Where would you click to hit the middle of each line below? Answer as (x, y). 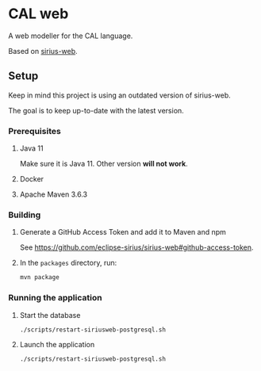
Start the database (50, 315)
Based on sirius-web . (43, 51)
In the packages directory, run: (68, 263)
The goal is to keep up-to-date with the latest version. (96, 110)
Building (25, 215)
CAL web (38, 14)
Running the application (55, 298)
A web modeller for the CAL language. (71, 36)
